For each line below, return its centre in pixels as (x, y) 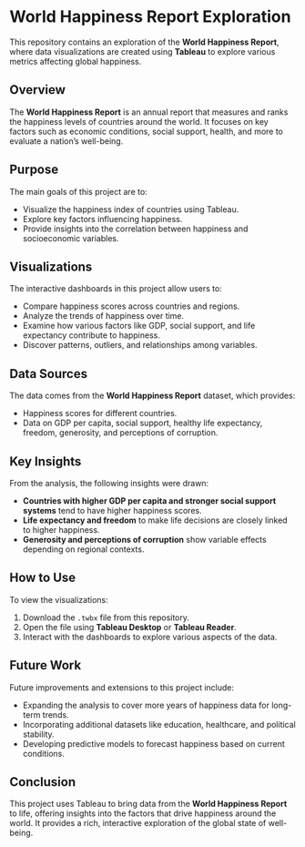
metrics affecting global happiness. (76, 61)
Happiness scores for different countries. (100, 413)
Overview (38, 90)
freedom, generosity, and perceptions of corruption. (120, 433)
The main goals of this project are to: (78, 191)
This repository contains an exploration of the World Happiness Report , (144, 42)
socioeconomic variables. (71, 238)
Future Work (46, 665)
